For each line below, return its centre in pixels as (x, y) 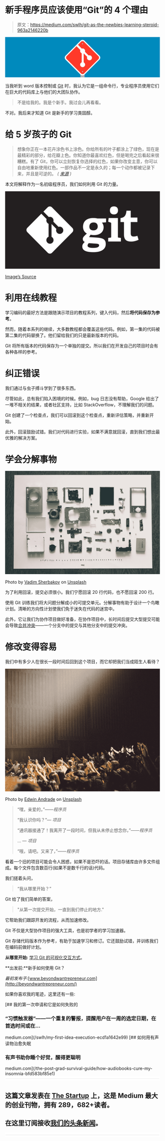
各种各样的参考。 (22, 351)
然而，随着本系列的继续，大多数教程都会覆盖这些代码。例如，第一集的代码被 (82, 329)
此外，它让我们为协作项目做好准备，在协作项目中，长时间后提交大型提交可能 (82, 619)
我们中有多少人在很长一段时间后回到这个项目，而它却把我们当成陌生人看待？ (82, 661)
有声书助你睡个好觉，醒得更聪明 (43, 1057)
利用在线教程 (31, 298)
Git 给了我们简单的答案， (30, 899)
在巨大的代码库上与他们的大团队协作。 (44, 92)
